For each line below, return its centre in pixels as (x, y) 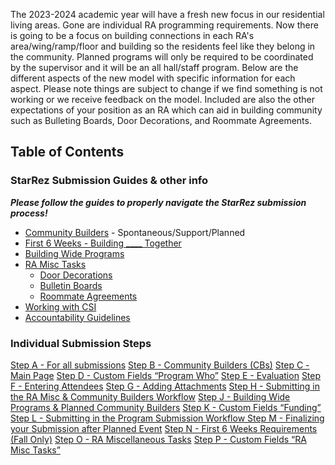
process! (29, 213)
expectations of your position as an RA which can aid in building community (166, 110)
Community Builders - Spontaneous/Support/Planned (135, 232)
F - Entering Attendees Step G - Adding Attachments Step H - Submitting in (165, 386)
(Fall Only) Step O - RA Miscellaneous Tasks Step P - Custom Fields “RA (158, 439)
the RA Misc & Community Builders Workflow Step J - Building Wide (150, 396)
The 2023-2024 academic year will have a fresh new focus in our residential (167, 14)
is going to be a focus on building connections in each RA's (132, 35)
